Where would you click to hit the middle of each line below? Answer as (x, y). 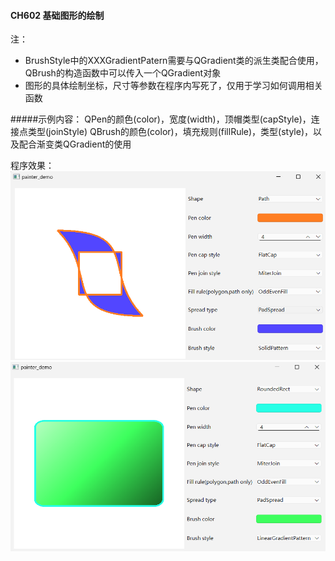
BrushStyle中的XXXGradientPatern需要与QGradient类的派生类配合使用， (174, 61)
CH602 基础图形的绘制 (57, 15)
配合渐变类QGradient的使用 (75, 144)
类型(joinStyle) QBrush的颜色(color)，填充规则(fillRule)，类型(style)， (170, 132)
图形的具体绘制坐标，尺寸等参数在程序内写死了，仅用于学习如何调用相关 (173, 86)
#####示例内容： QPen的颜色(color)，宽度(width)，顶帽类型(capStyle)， (161, 119)
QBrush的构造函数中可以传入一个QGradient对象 (123, 73)
